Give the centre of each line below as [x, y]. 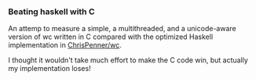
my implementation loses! [50, 69]
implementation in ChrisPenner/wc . [65, 45]
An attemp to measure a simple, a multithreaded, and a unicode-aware [123, 29]
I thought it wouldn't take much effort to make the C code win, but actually [128, 60]
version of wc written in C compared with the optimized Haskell [111, 37]
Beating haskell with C [52, 12]
